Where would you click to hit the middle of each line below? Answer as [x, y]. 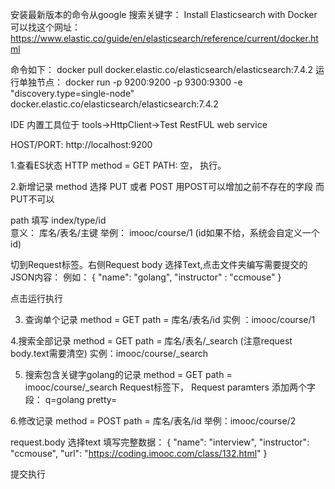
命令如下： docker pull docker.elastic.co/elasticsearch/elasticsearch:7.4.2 [162, 69]
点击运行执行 [36, 298]
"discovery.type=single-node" [72, 93]
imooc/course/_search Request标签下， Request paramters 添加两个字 [170, 387]
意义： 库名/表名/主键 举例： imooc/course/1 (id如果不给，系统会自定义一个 [165, 232]
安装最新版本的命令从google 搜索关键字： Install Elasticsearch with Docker [164, 14]
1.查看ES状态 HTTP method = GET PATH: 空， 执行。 [118, 165]
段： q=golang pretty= [71, 399]
